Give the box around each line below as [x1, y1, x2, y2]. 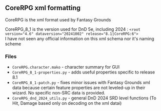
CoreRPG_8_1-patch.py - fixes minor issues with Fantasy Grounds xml [12, 80, 150, 86]
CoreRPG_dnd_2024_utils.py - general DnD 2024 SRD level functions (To [12, 95, 157, 101]
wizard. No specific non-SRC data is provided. [12, 90, 106, 96]
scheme [5, 41, 21, 47]
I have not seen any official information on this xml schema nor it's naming [5, 36, 155, 41]
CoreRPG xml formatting [5, 4, 81, 12]
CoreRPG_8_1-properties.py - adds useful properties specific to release [12, 69, 155, 75]
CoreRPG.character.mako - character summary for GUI [12, 64, 120, 70]
